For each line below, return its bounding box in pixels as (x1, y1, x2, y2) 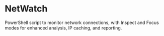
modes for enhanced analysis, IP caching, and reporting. (5, 24, 122, 30)
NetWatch (5, 3, 48, 14)
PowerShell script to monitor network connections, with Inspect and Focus (5, 19, 159, 25)
